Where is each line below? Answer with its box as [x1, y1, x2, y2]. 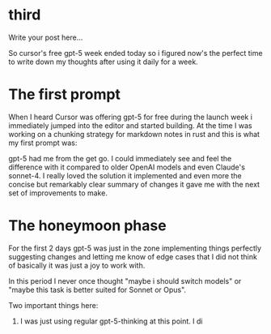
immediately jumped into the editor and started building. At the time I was [8, 120, 252, 131]
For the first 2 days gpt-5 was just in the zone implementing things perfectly [8, 243, 261, 253]
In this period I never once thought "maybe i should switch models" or [8, 276, 242, 285]
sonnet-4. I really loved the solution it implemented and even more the [8, 170, 242, 180]
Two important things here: [8, 300, 99, 310]
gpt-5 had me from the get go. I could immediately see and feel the [8, 153, 232, 163]
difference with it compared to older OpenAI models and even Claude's [8, 162, 245, 172]
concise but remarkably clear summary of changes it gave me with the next [8, 179, 260, 189]
